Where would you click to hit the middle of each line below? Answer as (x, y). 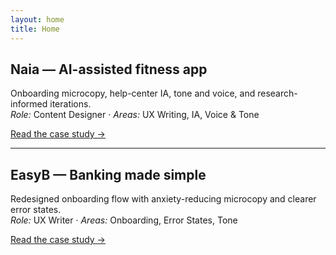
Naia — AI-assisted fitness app (109, 69)
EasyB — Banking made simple (108, 174)
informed (29, 104)
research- (277, 93)
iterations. (70, 104)
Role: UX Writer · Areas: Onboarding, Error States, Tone (124, 220)
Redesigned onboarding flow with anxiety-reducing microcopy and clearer (163, 199)
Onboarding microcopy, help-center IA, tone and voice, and (133, 93)
